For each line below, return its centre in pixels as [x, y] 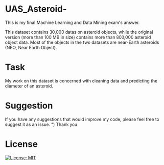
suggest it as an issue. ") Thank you [41, 124]
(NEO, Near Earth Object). [31, 47]
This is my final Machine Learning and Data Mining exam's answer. [72, 22]
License [22, 144]
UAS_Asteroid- [36, 9]
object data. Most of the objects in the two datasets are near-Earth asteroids [82, 42]
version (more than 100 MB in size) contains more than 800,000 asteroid [78, 37]
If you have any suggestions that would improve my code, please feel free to [82, 119]
